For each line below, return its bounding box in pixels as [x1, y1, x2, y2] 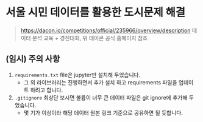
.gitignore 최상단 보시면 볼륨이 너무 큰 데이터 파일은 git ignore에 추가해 [14, 93, 188, 101]
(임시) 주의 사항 [5, 54, 60, 64]
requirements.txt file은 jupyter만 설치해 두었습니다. [14, 71, 141, 78]
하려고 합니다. [30, 86, 63, 93]
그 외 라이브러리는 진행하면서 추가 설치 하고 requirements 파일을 [23, 78, 177, 86]
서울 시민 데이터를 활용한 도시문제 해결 [5, 5, 186, 19]
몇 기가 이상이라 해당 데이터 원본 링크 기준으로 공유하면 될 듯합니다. [23, 109, 183, 116]
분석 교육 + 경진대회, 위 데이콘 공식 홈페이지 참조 [32, 34, 148, 41]
